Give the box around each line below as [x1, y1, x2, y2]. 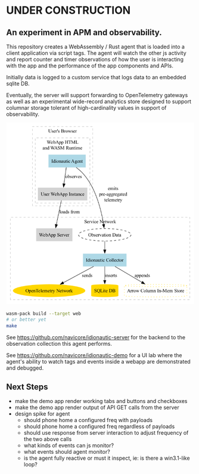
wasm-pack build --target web [6, 311, 82, 317]
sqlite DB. [6, 80, 30, 87]
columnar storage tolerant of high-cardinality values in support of [6, 104, 167, 111]
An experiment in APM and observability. [6, 27, 162, 38]
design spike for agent [14, 410, 70, 417]
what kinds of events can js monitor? [23, 442, 114, 449]
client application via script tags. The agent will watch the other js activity [6, 49, 186, 57]
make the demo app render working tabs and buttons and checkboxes [14, 398, 188, 405]
